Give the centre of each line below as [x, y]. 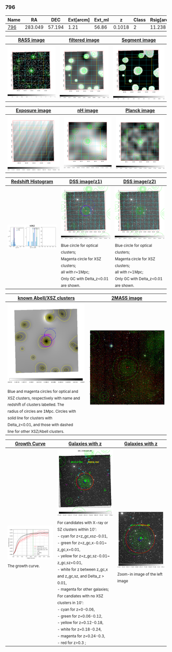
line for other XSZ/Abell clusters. [36, 431]
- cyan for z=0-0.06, [76, 609]
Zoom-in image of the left [140, 574]
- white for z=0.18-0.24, [79, 629]
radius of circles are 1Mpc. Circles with [42, 412]
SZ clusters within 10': [77, 529]
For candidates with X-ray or [83, 523]
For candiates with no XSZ [80, 596]
